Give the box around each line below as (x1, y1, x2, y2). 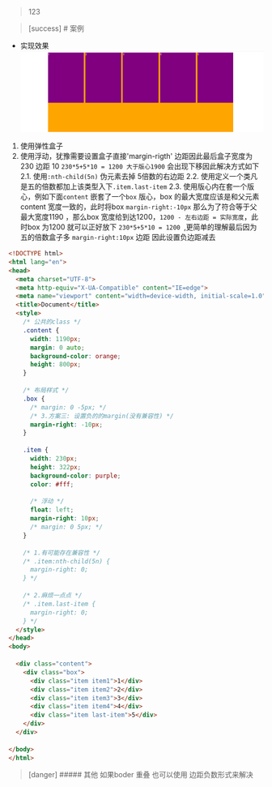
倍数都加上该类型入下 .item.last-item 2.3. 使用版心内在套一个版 (41, 182, 255, 191)
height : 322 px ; (29, 463, 82, 471)
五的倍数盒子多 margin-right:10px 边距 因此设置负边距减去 (19, 233, 216, 242)
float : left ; (29, 506, 74, 514)
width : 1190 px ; (29, 335, 82, 343)
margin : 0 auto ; (29, 344, 85, 352)
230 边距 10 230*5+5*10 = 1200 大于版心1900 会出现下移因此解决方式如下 (19, 161, 260, 171)
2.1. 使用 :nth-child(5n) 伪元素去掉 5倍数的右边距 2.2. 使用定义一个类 (19, 172, 251, 181)
